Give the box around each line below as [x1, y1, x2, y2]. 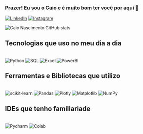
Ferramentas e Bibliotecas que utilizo [5, 72, 121, 80]
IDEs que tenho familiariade [5, 104, 91, 113]
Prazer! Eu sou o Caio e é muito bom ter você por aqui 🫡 [5, 4, 139, 11]
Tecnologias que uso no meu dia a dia [5, 39, 122, 47]
